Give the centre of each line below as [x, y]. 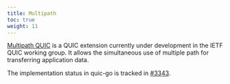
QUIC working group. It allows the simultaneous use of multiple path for [108, 53]
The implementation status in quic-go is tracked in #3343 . [89, 73]
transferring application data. [48, 60]
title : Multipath [32, 13]
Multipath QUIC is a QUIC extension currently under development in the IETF [115, 46]
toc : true [21, 20]
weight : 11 [23, 26]
